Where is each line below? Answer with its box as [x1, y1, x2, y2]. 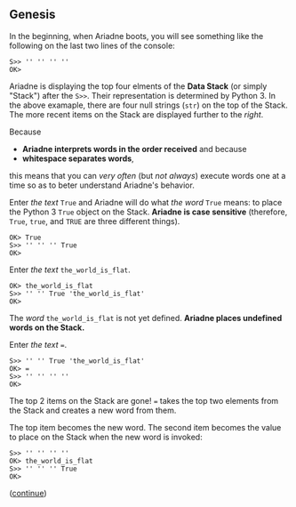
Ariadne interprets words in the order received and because [21, 143, 247, 154]
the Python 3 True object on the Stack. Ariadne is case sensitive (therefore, [9, 206, 288, 217]
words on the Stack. [9, 322, 85, 333]
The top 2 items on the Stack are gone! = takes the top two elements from [9, 395, 279, 406]
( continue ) [9, 487, 47, 498]
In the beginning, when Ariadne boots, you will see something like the [9, 30, 264, 41]
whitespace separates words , [21, 153, 135, 164]
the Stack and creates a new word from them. [9, 405, 177, 415]
